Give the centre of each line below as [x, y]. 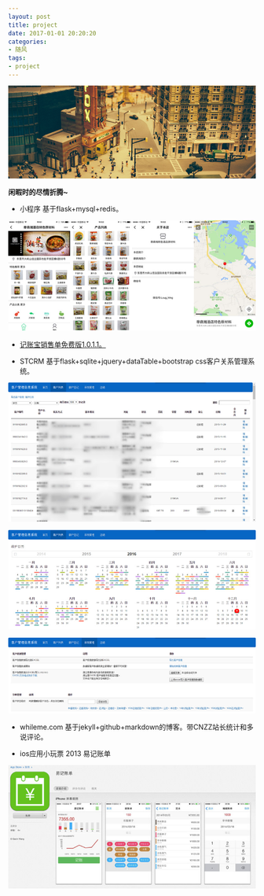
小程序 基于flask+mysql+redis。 [71, 208]
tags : [17, 58]
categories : [27, 42]
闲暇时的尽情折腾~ [38, 192]
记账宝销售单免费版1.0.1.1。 [62, 344]
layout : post [29, 17]
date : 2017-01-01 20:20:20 [52, 33]
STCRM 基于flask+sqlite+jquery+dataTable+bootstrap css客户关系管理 [134, 361]
